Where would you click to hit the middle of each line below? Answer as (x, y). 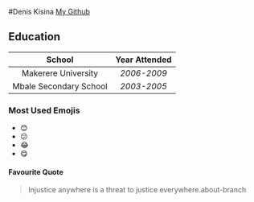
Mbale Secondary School (60, 86)
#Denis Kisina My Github (49, 12)
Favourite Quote (36, 171)
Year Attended (143, 60)
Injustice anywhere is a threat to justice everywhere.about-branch (137, 190)
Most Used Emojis (44, 110)
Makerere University (60, 73)
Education (35, 37)
